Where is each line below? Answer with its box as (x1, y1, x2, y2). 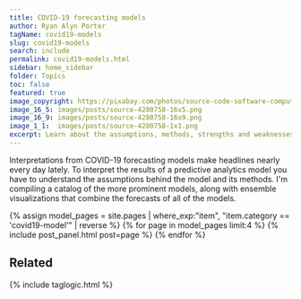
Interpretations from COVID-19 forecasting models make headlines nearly (9, 154, 280, 165)
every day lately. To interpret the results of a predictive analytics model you (9, 163, 288, 175)
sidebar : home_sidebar (9, 64, 94, 73)
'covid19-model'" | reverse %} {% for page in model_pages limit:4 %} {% (9, 219, 279, 230)
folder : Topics (9, 72, 66, 81)
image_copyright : (9, 96, 74, 106)
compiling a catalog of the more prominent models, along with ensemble (9, 183, 277, 194)
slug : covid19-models (9, 38, 90, 48)
